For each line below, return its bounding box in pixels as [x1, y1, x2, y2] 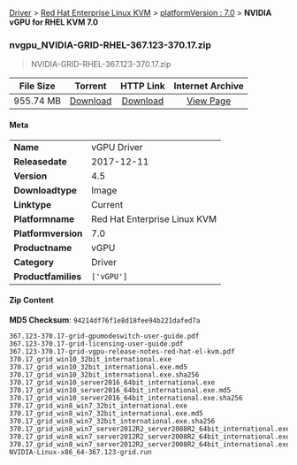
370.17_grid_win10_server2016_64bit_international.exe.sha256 [9, 393, 243, 402]
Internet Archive [173, 80, 245, 92]
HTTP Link [120, 80, 165, 92]
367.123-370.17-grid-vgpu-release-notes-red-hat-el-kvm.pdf [9, 347, 236, 356]
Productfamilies [13, 270, 82, 282]
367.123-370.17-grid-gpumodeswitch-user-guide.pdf [9, 332, 200, 340]
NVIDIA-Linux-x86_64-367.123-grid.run [9, 447, 152, 456]
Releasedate [13, 155, 68, 167]
